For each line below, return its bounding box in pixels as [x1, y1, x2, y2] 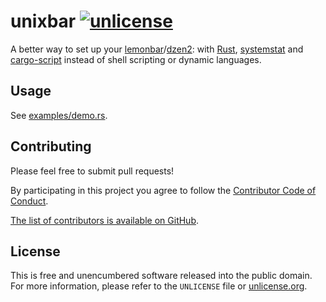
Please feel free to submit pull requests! [10, 165, 175, 177]
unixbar [10, 10, 77, 33]
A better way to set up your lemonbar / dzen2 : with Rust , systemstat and [10, 43, 304, 55]
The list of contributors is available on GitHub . [10, 214, 200, 226]
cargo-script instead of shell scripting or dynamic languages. [10, 53, 262, 65]
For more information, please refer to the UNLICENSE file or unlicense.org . [10, 280, 308, 292]
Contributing [10, 138, 92, 155]
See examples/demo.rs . [10, 109, 108, 121]
